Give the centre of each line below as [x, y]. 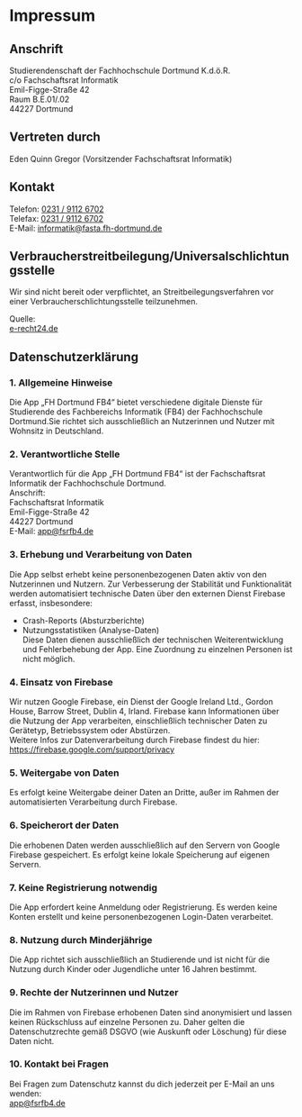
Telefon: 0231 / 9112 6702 [57, 209]
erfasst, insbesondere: [51, 603]
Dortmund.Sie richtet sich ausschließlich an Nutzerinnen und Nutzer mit [142, 422]
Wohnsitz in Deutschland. [57, 431]
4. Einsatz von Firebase [62, 682]
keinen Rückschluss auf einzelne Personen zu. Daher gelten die [127, 1022]
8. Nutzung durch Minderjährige [81, 940]
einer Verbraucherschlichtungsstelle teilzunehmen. [104, 302]
